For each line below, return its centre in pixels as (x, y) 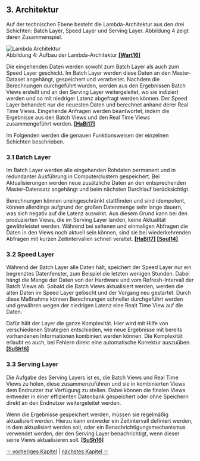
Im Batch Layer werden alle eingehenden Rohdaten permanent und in (91, 170)
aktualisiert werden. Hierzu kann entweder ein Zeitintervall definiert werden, (99, 420)
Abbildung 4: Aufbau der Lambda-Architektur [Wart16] (74, 55)
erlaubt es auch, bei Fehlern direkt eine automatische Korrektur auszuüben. (99, 343)
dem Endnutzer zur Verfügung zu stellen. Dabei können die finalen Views (96, 390)
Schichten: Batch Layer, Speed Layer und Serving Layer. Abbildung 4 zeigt (97, 30)
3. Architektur (32, 10)
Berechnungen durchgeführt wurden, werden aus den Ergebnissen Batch (96, 86)
